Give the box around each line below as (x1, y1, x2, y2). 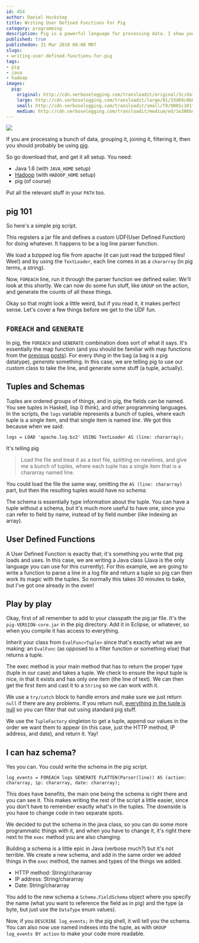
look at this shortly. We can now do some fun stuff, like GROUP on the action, (6, 282, 190, 289)
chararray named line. (20, 469, 75, 476)
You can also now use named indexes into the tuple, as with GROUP (6, 924, 167, 931)
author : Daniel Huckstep (6, 14, 68, 20)
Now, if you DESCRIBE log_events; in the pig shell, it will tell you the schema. (6, 917, 191, 925)
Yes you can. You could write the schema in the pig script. (6, 763, 148, 771)
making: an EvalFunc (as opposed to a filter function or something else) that (6, 645, 191, 652)
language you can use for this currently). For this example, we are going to (6, 562, 188, 570)
